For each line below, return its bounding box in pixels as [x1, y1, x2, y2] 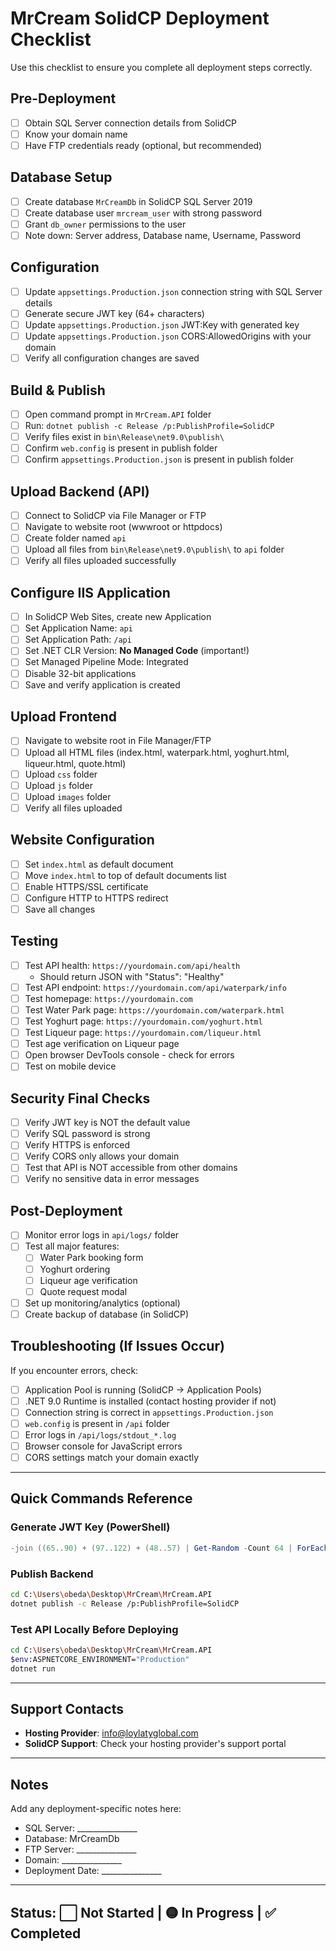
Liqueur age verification [39, 1274, 138, 1286]
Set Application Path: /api [24, 633, 132, 646]
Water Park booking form [39, 1252, 144, 1264]
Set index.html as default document [24, 858, 174, 870]
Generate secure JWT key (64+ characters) [24, 307, 205, 319]
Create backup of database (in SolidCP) [24, 1308, 190, 1320]
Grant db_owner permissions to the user [24, 218, 187, 230]
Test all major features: [24, 1240, 120, 1252]
